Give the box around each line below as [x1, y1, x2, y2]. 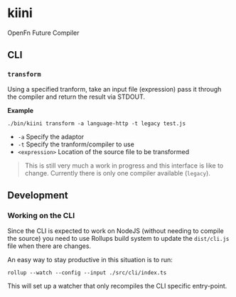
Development [7, 190, 69, 202]
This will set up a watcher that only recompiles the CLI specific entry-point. [7, 282, 227, 291]
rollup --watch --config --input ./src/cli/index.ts [7, 269, 167, 276]
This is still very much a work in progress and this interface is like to [24, 161, 224, 170]
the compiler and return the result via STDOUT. [7, 92, 146, 101]
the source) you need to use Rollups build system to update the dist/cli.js [7, 234, 230, 243]
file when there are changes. [7, 242, 91, 250]
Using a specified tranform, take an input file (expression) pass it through [7, 85, 222, 93]
